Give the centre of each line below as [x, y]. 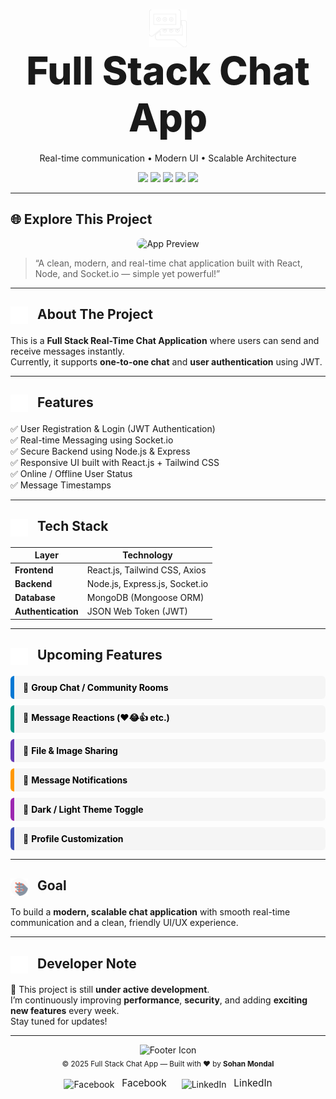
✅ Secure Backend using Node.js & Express [100, 451]
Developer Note [86, 963]
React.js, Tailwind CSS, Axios [146, 570]
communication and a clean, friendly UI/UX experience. [124, 923]
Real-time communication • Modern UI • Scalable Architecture [168, 158]
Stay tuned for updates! [59, 1021]
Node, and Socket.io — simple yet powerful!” [127, 273]
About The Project [94, 314]
